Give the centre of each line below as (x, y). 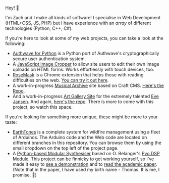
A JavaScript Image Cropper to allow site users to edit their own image (86, 64)
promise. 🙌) (24, 175)
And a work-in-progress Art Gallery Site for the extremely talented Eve (86, 96)
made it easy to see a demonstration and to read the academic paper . (85, 164)
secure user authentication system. (49, 59)
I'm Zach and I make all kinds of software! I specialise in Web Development (83, 17)
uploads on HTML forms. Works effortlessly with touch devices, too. (83, 69)
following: (15, 43)
